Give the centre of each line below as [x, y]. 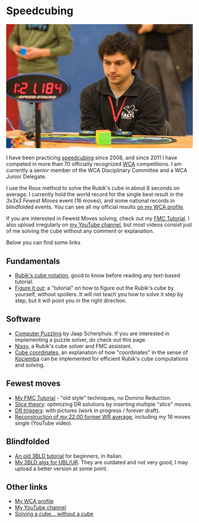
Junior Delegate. [26, 177]
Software [23, 319]
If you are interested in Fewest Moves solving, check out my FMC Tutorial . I [98, 219]
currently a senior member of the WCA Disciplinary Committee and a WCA [97, 171]
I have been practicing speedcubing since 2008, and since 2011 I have [92, 158]
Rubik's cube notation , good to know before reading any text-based [97, 275]
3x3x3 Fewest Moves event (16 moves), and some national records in [90, 201]
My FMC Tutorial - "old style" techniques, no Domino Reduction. [93, 397]
